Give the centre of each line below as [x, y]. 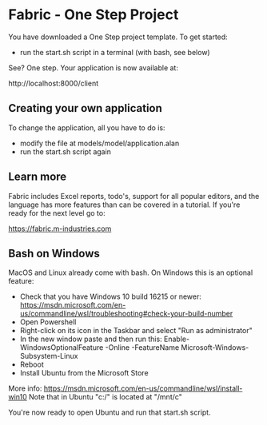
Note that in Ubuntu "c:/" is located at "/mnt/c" [106, 397]
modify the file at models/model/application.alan [100, 143]
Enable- [177, 339]
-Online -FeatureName [142, 348]
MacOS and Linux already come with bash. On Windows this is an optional [131, 272]
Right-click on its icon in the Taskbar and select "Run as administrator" [136, 331]
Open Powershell [48, 322]
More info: [25, 388]
